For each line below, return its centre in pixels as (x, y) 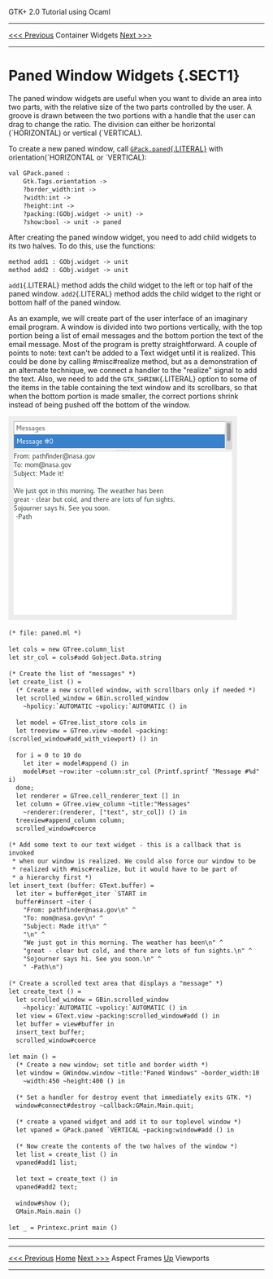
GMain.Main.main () (49, 1211)
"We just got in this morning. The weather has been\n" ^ (123, 943)
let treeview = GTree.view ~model (74, 731)
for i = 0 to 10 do (49, 755)
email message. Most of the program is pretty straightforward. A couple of (133, 344)
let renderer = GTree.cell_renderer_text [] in (98, 796)
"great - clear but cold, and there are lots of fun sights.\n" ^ (138, 951)
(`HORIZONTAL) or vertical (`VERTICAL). (76, 133)
